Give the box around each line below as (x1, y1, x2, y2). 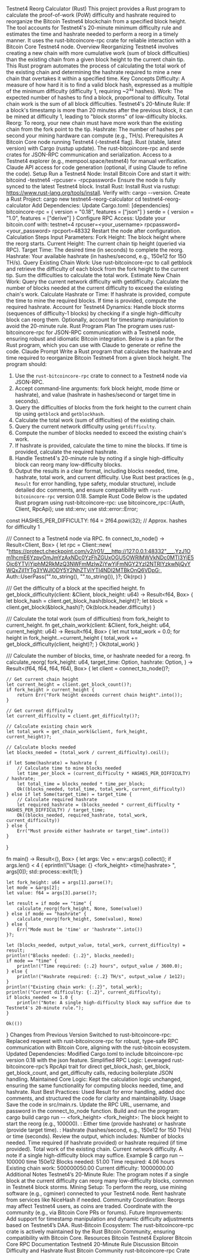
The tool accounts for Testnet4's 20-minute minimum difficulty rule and (6, 24, 182, 31)
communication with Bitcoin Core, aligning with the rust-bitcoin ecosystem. (6, 1044, 191, 1051)
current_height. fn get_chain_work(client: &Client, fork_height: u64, (6, 621, 171, 629)
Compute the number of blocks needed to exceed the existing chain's (14, 430, 187, 436)
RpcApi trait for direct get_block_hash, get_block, (50, 1063, 171, 1070)
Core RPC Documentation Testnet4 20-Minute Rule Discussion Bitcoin (6, 1241, 179, 1247)
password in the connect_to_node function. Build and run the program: (6, 1108, 180, 1114)
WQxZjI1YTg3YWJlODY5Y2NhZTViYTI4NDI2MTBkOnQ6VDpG (6, 567, 159, 574)
